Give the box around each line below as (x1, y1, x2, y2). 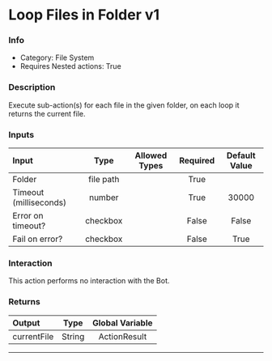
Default (226, 150, 257, 161)
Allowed (134, 150, 168, 161)
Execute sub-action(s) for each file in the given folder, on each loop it (8, 100, 240, 110)
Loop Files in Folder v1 (8, 6, 160, 24)
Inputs (8, 129, 35, 140)
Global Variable (92, 317, 153, 329)
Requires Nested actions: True (19, 62, 121, 71)
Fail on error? (12, 233, 63, 244)
